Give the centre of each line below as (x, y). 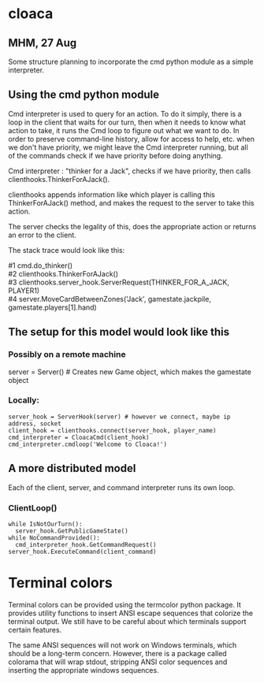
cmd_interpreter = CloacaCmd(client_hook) (79, 437)
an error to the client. (42, 235)
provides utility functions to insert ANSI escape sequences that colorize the (131, 613)
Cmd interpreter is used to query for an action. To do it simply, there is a (125, 113)
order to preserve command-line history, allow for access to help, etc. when (131, 139)
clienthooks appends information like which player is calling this (112, 195)
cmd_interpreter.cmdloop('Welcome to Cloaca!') (88, 444)
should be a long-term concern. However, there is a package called (117, 653)
